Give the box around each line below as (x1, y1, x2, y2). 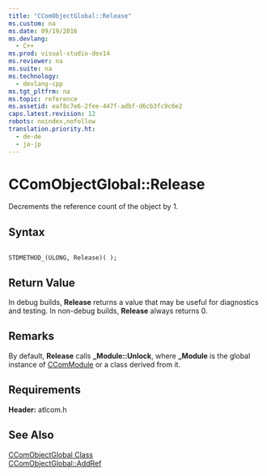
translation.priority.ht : (8, 125, 95, 133)
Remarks (8, 329, 55, 343)
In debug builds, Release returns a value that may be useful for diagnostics (8, 298, 259, 307)
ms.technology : (8, 72, 60, 80)
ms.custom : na (8, 19, 57, 28)
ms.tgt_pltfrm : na (8, 87, 70, 96)
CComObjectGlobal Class (8, 449, 93, 459)
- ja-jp (15, 139, 42, 148)
